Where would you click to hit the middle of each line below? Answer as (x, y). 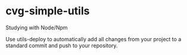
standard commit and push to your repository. (62, 45)
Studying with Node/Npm (37, 27)
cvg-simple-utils (48, 11)
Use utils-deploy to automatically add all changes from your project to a (93, 39)
